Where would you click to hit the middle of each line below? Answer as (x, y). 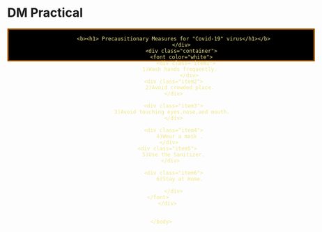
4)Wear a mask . (180, 136)
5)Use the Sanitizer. (174, 155)
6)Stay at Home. (180, 179)
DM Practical (45, 13)
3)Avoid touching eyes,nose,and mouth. (172, 112)
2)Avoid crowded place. (180, 87)
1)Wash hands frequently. (180, 69)
